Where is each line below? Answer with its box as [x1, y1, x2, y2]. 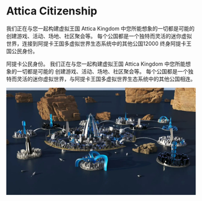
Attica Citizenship [6, 4, 97, 18]
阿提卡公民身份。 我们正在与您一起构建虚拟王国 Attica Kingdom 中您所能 [6, 60, 186, 67]
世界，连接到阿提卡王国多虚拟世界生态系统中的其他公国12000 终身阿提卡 [6, 40, 186, 47]
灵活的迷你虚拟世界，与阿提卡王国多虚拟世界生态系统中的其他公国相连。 [16, 75, 196, 82]
